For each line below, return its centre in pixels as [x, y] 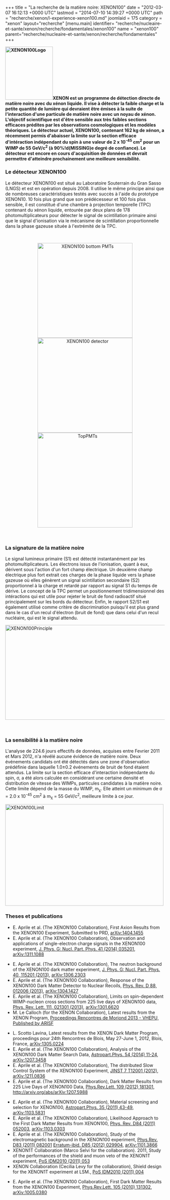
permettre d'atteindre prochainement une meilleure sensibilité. [73, 159]
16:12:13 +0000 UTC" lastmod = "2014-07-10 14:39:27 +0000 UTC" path [87, 13]
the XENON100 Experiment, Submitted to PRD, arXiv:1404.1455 [78, 932]
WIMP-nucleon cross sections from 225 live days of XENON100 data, [84, 1002]
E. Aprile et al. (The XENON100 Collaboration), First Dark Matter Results [87, 1181]
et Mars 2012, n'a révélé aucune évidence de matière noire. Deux [73, 756]
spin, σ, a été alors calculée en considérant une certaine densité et [75, 778]
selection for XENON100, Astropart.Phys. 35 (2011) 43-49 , [73, 1107]
